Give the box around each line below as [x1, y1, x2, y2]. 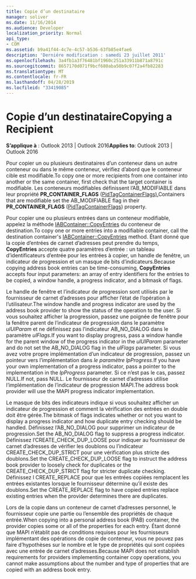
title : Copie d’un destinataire [6, 8, 85, 15]
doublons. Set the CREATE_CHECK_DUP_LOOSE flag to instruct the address [6, 455, 187, 462]
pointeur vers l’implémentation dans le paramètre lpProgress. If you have [6, 356, 180, 363]
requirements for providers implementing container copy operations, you [6, 553, 181, 560]
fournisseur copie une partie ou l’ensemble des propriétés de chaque [6, 510, 173, 517]
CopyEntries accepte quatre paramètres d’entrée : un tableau [6, 246, 155, 253]
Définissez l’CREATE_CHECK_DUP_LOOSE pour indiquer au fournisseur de [6, 436, 185, 443]
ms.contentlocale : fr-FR [6, 74, 67, 80]
